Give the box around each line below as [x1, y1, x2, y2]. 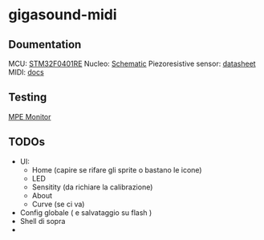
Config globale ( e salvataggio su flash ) [19, 207, 152, 218]
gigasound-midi [8, 6, 118, 24]
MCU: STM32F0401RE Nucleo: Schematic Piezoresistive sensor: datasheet [8, 59, 256, 68]
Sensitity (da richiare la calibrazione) [31, 182, 153, 192]
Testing [8, 91, 47, 104]
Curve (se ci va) [31, 199, 85, 209]
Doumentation [8, 38, 82, 51]
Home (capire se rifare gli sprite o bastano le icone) [31, 165, 202, 174]
